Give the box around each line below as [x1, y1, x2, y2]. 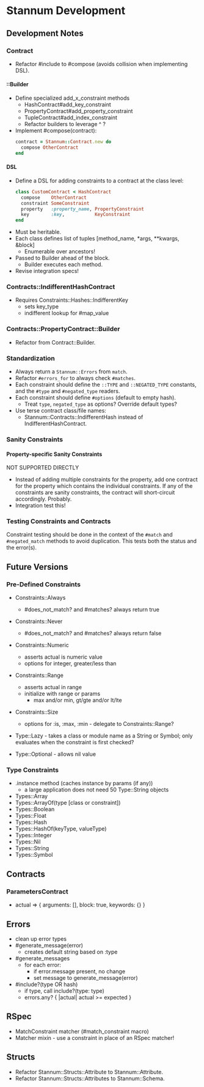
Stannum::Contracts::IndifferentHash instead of [24, 414, 144, 421]
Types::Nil [15, 838, 41, 845]
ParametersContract [6, 887, 68, 895]
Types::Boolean [15, 805, 55, 813]
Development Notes [6, 28, 84, 39]
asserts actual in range [24, 684, 82, 691]
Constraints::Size [15, 708, 59, 716]
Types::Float [15, 812, 47, 820]
